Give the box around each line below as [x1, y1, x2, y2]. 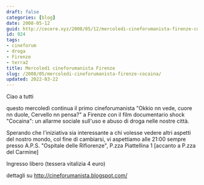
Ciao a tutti [6, 93, 34, 100]
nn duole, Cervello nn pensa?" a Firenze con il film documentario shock [6, 111, 185, 118]
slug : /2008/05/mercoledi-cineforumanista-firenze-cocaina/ [6, 71, 162, 77]
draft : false [6, 8, 39, 15]
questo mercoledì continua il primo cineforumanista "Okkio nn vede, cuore [6, 105, 192, 112]
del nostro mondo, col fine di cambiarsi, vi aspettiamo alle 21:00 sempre [6, 135, 186, 143]
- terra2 [6, 59, 29, 65]
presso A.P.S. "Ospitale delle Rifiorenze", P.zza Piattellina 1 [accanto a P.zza [6, 142, 196, 149]
